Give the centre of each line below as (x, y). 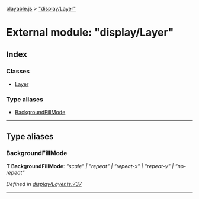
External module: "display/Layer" (90, 33)
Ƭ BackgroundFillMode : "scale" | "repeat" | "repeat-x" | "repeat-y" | (90, 166)
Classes (18, 71)
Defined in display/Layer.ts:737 (44, 184)
